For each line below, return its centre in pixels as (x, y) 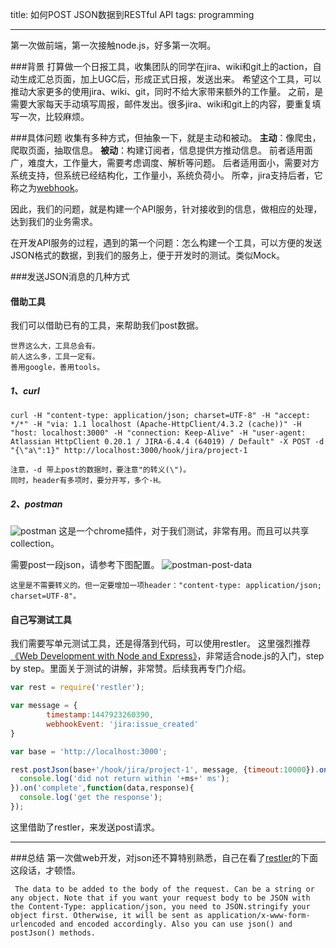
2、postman (36, 504)
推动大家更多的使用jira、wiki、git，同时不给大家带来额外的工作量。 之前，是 (167, 91)
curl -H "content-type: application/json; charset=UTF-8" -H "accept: (160, 416)
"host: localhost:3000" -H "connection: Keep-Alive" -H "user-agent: (158, 433)
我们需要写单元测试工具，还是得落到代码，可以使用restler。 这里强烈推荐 (160, 644)
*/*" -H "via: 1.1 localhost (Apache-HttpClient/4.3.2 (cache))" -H (156, 424)
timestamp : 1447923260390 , (100, 715)
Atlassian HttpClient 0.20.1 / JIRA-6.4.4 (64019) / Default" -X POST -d (167, 442)
